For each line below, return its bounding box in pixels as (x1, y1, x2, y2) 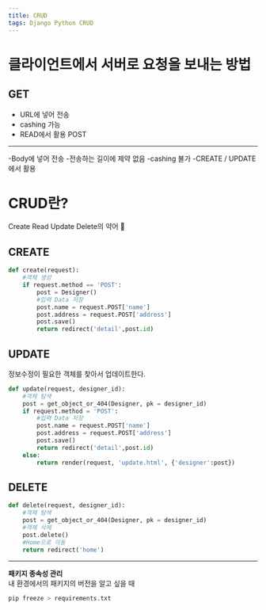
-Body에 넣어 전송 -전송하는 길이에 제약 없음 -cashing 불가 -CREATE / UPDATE (8, 154, 256, 163)
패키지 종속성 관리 (8, 568, 63, 578)
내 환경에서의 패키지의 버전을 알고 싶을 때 (8, 578, 135, 588)
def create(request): (8, 266, 80, 274)
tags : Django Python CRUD (8, 19, 93, 27)
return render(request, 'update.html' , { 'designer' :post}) (36, 459, 236, 467)
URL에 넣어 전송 (19, 109, 70, 119)
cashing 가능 (19, 120, 61, 129)
